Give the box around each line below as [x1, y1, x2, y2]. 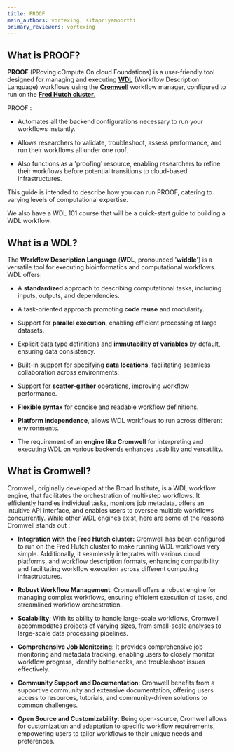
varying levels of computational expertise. [7, 196, 128, 204]
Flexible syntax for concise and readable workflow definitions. [17, 403, 199, 411]
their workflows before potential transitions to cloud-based [17, 167, 188, 175]
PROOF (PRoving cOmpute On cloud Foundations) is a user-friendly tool [7, 68, 215, 76]
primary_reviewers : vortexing [7, 23, 96, 30]
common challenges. [17, 701, 78, 709]
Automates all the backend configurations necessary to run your [17, 117, 203, 126]
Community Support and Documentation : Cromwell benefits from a [17, 678, 215, 687]
